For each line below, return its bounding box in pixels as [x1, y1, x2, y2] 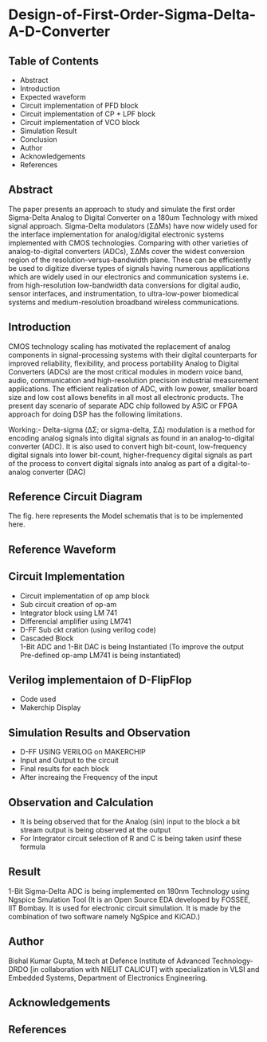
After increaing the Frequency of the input [19, 773, 158, 782]
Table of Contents [8, 54, 100, 68]
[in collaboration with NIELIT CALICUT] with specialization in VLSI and [29, 964, 260, 973]
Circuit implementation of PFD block [19, 101, 139, 110]
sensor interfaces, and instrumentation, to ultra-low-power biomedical [8, 288, 239, 298]
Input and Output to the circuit [19, 755, 120, 766]
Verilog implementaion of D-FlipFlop [8, 673, 192, 687]
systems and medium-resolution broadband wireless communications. [8, 297, 240, 307]
